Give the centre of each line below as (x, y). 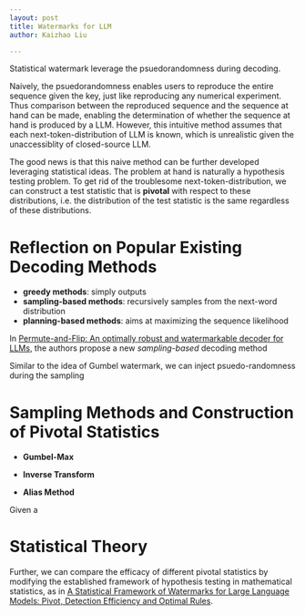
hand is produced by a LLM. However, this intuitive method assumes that (146, 125)
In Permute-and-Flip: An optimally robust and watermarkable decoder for (147, 339)
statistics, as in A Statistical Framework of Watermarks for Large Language (149, 591)
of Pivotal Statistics (85, 431)
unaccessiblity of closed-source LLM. (81, 144)
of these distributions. (51, 210)
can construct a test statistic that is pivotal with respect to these (130, 191)
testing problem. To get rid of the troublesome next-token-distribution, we (148, 181)
